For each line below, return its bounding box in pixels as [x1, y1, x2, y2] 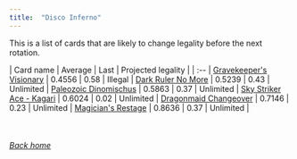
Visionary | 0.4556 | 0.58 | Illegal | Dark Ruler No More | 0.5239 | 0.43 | [9, 73, 270, 85]
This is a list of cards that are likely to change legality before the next [9, 38, 263, 48]
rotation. [9, 46, 40, 58]
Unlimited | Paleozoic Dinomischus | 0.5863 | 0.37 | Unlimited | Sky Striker [9, 83, 282, 94]
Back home [9, 140, 52, 151]
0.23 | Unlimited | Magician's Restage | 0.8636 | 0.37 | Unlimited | [9, 102, 250, 113]
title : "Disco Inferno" [9, 13, 102, 22]
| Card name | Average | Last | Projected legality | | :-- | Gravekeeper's [9, 64, 268, 75]
